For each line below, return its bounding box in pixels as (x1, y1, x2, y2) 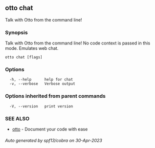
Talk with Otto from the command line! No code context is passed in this (5, 40, 151, 46)
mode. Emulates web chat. (5, 45, 59, 51)
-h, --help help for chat (9, 77, 73, 82)
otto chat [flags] (5, 55, 43, 60)
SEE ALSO (5, 115, 30, 122)
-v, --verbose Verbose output (9, 82, 76, 86)
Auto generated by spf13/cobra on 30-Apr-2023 (5, 137, 103, 143)
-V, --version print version (9, 104, 73, 109)
